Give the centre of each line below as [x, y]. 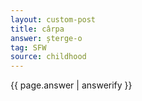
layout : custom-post [53, 19]
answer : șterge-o [46, 38]
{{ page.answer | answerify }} [71, 85]
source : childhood [48, 57]
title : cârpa [37, 29]
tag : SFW [28, 47]
